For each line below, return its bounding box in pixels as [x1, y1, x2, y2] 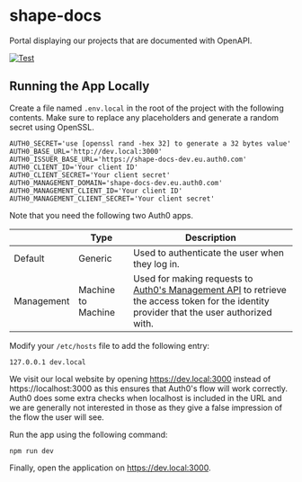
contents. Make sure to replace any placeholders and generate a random [9, 112, 280, 122]
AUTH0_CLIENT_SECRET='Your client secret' [9, 170, 171, 180]
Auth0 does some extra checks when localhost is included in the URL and [9, 392, 282, 403]
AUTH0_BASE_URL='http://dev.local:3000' [9, 147, 164, 156]
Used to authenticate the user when [133, 246, 285, 259]
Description [185, 231, 236, 244]
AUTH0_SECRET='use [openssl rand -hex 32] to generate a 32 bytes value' [9, 138, 292, 148]
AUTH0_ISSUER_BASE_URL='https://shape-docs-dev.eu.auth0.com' [9, 155, 247, 164]
